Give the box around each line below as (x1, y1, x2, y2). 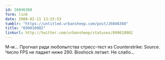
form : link (5, 12, 28, 17)
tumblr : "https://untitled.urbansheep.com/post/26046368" (5, 21, 128, 26)
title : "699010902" (5, 26, 46, 31)
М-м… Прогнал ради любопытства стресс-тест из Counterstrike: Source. (5, 44, 160, 50)
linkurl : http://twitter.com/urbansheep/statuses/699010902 (5, 30, 133, 35)
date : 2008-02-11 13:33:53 (5, 16, 61, 21)
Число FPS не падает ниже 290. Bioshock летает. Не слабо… (5, 49, 135, 55)
